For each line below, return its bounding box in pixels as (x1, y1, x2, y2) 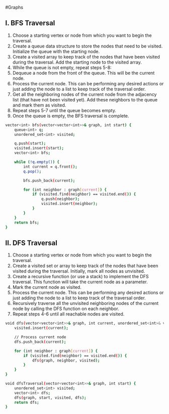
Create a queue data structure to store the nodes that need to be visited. (12, 43, 163, 49)
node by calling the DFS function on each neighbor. (12, 305, 119, 312)
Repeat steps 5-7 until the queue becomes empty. (12, 107, 117, 113)
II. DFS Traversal (5, 238, 58, 247)
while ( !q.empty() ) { (14, 160, 59, 165)
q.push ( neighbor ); (41, 196, 80, 201)
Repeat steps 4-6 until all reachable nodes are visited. (12, 311, 125, 317)
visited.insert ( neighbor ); (41, 201, 98, 206)
